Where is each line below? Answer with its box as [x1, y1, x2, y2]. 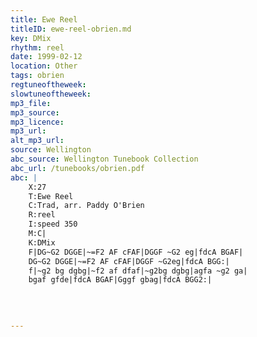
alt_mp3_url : [10, 136, 65, 146]
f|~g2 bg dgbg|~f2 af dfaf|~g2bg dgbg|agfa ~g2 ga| [28, 266, 248, 276]
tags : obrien [10, 71, 65, 81]
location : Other [10, 61, 78, 71]
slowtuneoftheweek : [10, 89, 92, 99]
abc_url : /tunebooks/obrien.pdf [10, 163, 145, 173]
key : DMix [10, 33, 52, 43]
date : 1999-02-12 [10, 52, 83, 62]
